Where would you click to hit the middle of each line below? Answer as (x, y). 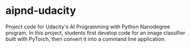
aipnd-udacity (41, 11)
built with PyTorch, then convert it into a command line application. (86, 39)
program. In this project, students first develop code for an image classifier (95, 32)
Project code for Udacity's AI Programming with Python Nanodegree (88, 27)
